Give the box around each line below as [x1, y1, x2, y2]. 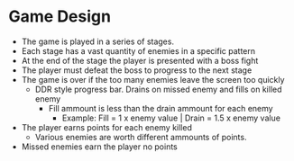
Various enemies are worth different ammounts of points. [34, 131, 247, 142]
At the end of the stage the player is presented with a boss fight [21, 55, 259, 66]
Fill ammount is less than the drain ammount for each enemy [48, 103, 273, 113]
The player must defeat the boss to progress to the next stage [21, 65, 253, 76]
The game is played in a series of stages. [21, 36, 175, 47]
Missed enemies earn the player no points [21, 141, 178, 152]
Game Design [8, 6, 112, 27]
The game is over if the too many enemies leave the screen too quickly [21, 74, 285, 85]
